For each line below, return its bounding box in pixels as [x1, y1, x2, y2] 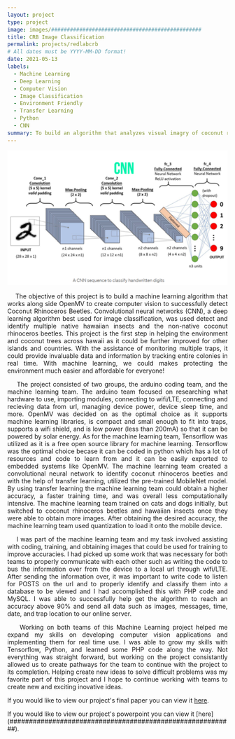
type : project [7, 18, 49, 26]
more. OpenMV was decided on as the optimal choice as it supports [7, 410, 228, 418]
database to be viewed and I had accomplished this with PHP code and [7, 587, 228, 595]
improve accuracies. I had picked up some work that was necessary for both [7, 550, 228, 558]
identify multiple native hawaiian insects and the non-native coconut [7, 322, 228, 330]
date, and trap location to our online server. [7, 609, 131, 618]
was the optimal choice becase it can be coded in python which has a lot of [7, 447, 228, 455]
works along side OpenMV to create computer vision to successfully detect [7, 299, 228, 308]
